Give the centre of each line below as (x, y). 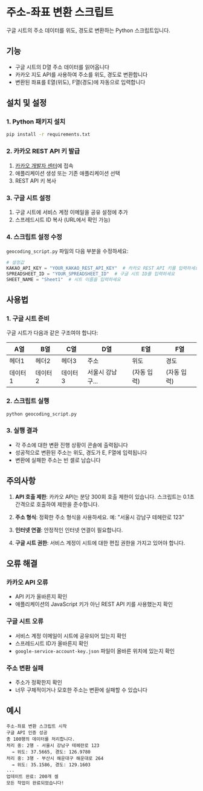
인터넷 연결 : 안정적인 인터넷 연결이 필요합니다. (69, 530)
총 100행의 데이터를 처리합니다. (41, 739)
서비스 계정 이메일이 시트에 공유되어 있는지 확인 (71, 636)
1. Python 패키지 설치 (36, 122)
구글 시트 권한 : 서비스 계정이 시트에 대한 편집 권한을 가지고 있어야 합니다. (100, 542)
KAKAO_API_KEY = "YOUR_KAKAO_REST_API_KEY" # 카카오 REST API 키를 (91, 269)
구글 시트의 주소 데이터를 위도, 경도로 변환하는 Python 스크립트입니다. (88, 30)
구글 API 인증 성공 (27, 732)
